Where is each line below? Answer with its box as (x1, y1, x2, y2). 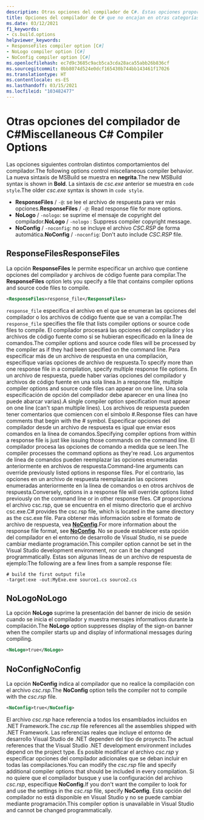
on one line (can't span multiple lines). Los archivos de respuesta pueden (6, 404, 190, 412)
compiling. (6, 635, 33, 643)
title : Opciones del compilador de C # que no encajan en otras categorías (6, 15, 200, 21)
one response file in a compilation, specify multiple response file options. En (6, 365, 197, 373)
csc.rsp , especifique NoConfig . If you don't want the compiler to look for (6, 780, 187, 788)
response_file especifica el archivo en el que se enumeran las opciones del (6, 307, 196, 314)
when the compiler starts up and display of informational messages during (6, 629, 192, 636)
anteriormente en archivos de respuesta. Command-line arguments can (6, 462, 184, 469)
